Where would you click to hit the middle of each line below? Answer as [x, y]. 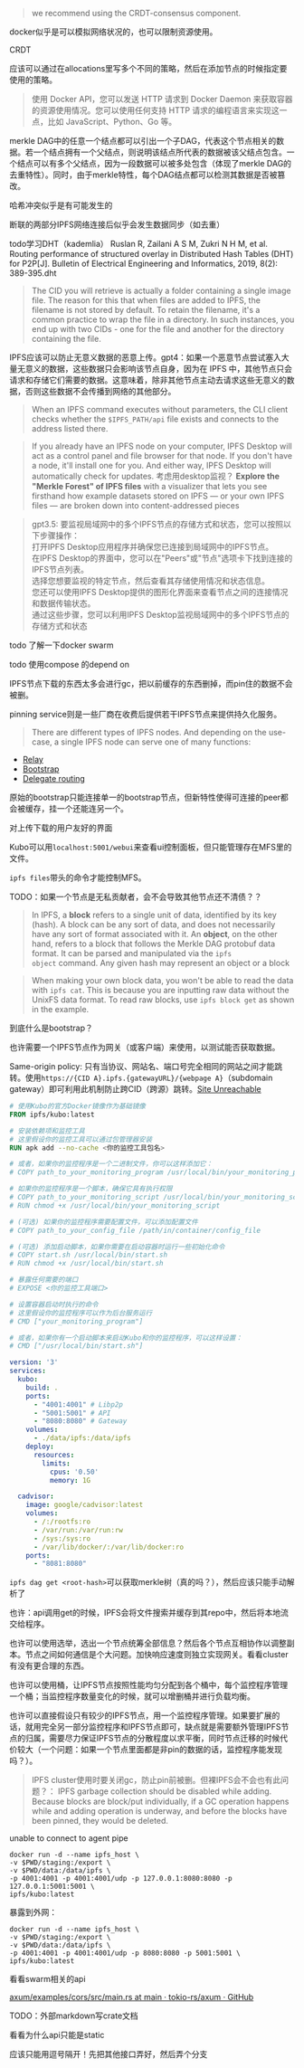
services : [28, 1371]
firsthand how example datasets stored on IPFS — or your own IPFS [158, 496]
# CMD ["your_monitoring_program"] [76, 1321]
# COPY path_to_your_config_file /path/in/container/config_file [135, 1230]
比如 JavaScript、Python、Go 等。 [112, 122]
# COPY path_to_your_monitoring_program [87, 1172]
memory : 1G [70, 1480]
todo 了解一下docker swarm [62, 645]
